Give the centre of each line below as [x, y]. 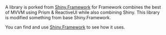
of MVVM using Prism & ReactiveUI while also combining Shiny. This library [83, 12]
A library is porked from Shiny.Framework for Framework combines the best [83, 7]
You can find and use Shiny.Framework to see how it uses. [65, 27]
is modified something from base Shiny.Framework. [58, 17]
